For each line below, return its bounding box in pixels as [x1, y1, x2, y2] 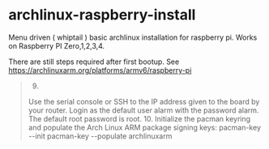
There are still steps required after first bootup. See [8, 57, 180, 66]
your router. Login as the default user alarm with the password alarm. [28, 105, 259, 115]
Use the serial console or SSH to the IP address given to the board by [28, 96, 260, 106]
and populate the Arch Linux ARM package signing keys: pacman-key [28, 122, 262, 132]
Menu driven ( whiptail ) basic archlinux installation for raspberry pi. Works [8, 32, 258, 42]
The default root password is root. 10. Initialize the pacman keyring [28, 113, 251, 123]
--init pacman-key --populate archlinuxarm [28, 131, 173, 141]
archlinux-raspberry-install [8, 6, 196, 24]
